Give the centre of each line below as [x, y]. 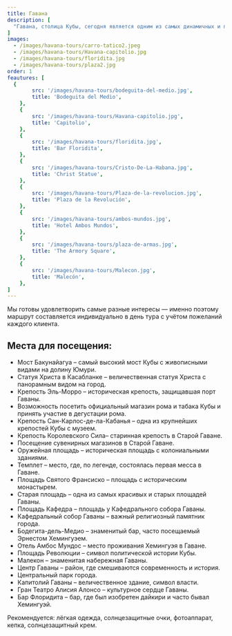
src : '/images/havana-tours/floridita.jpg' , [97, 142]
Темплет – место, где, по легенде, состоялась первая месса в [109, 465]
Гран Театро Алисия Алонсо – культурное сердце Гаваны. [103, 590]
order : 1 [20, 71]
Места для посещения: [60, 346]
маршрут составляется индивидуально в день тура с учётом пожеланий [115, 317]
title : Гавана [28, 13]
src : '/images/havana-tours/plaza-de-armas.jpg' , [105, 245]
